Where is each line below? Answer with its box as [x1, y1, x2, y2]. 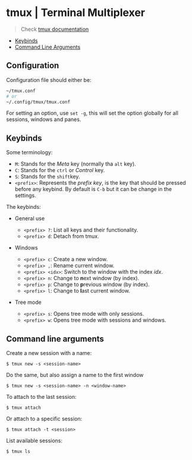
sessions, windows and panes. [6, 116, 81, 123]
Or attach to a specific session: [6, 415, 83, 422]
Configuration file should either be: [6, 76, 92, 83]
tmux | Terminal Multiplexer [6, 6, 146, 20]
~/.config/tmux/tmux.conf [6, 99, 70, 105]
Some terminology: [6, 149, 53, 156]
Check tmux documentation [20, 26, 89, 33]
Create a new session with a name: [6, 350, 92, 356]
